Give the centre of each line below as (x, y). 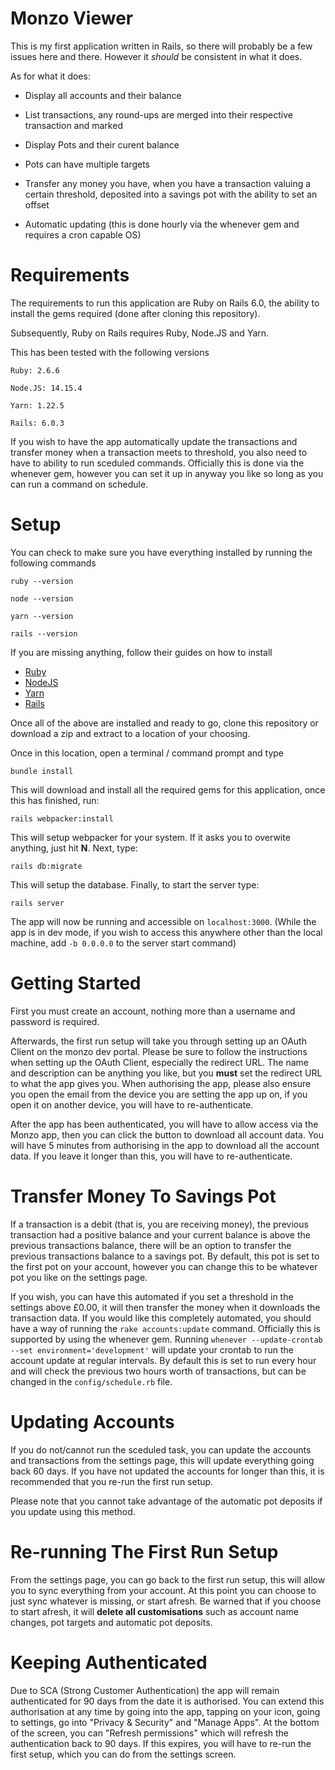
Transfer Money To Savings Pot (143, 1196)
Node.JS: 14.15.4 (46, 388)
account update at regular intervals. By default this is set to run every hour (163, 1360)
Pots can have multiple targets (87, 164)
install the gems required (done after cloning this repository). (135, 313)
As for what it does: (50, 76)
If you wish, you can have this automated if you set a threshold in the (152, 1296)
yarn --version (42, 616)
